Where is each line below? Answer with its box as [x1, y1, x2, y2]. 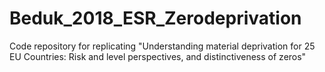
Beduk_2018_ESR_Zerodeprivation [9, 7, 302, 30]
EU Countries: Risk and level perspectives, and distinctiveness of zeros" [9, 50, 307, 62]
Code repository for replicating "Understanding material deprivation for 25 [9, 40, 316, 52]
